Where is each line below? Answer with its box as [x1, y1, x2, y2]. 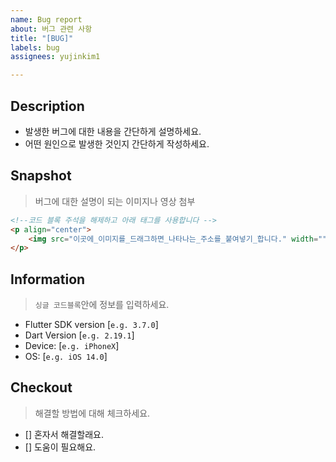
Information [10, 271, 86, 288]
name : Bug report [10, 14, 83, 25]
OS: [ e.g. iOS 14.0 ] [24, 351, 108, 363]
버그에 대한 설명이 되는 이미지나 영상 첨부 [34, 195, 196, 207]
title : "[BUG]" [10, 33, 74, 43]
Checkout [10, 379, 73, 396]
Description [10, 97, 85, 115]
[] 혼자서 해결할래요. [24, 428, 104, 440]
